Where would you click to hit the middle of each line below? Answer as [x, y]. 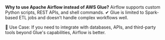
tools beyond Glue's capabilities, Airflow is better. [56, 32]
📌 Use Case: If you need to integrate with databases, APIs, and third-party [81, 27]
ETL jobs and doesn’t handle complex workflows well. [74, 18]
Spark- [152, 12]
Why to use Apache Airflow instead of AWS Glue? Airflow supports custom [83, 7]
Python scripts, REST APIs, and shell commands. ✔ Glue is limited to [75, 12]
